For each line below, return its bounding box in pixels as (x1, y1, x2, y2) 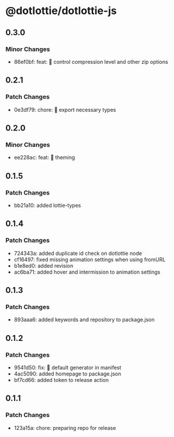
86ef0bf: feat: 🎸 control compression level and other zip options (13, 58, 169, 65)
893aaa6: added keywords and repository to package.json (13, 316, 155, 323)
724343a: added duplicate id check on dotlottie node (13, 250, 142, 257)
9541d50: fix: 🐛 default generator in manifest (13, 364, 121, 371)
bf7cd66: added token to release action (13, 377, 109, 383)
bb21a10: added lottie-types (13, 202, 81, 209)
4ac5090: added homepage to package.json (13, 370, 121, 377)
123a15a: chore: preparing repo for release (13, 424, 116, 431)
